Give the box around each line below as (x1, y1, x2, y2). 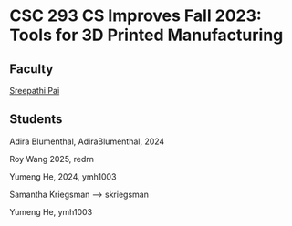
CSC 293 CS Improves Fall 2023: (9, 5, 262, 26)
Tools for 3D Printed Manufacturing (9, 25, 284, 46)
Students (9, 111, 63, 128)
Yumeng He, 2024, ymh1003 (9, 170, 117, 182)
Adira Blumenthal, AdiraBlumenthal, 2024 (9, 136, 165, 147)
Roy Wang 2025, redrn (9, 153, 94, 164)
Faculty (9, 61, 54, 77)
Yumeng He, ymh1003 (9, 206, 93, 217)
